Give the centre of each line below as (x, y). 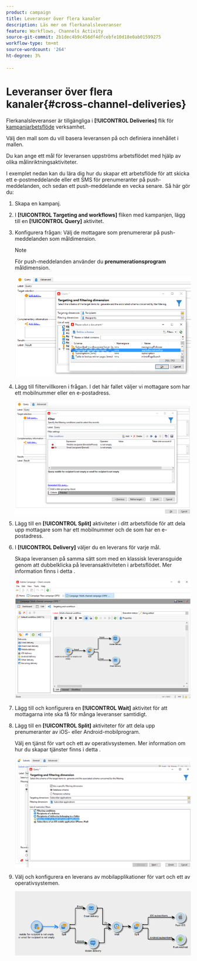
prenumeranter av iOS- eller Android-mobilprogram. (77, 731)
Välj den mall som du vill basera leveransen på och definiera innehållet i (92, 138)
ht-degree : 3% (23, 56)
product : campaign (28, 12)
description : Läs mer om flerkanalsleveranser (64, 25)
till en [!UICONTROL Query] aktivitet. (59, 221)
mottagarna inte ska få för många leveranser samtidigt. (81, 714)
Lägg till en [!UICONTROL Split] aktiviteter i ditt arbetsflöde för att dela (100, 523)
